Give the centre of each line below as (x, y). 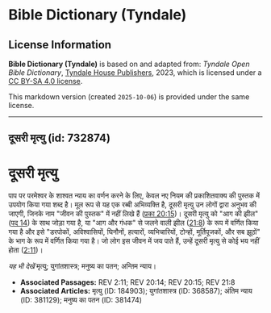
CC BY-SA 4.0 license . (46, 81)
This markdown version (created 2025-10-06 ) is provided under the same (129, 97)
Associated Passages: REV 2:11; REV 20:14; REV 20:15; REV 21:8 (127, 282)
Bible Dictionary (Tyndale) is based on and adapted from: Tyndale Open (129, 64)
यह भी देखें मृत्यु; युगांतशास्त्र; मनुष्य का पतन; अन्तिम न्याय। (83, 266)
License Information (60, 45)
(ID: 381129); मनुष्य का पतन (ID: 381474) (81, 300)
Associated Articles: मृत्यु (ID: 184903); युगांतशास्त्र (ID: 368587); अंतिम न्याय (136, 291)
